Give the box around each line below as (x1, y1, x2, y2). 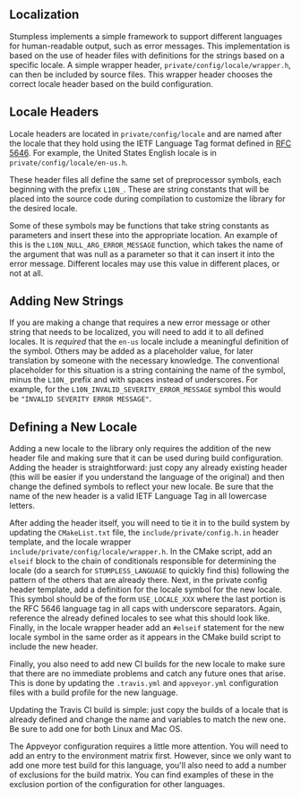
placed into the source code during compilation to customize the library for (9, 193, 286, 204)
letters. (9, 501, 36, 511)
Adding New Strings (9, 294, 124, 309)
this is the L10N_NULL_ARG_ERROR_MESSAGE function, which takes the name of (9, 239, 284, 250)
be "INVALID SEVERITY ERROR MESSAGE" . (9, 393, 152, 404)
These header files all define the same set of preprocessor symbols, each (9, 174, 282, 184)
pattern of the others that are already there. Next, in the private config (9, 575, 268, 586)
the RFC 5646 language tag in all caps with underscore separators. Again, (9, 604, 282, 614)
